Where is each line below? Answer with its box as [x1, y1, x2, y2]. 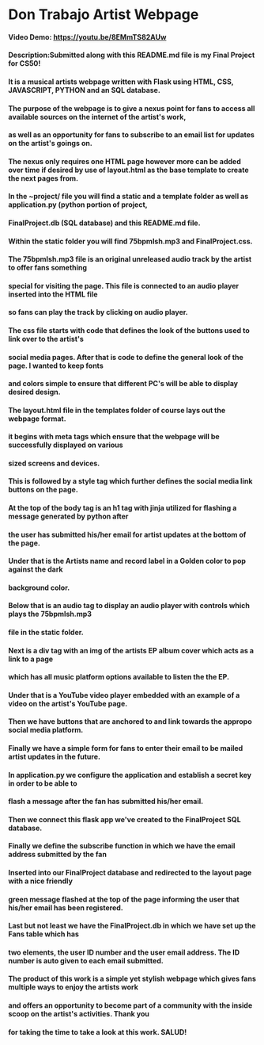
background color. [8, 583, 70, 592]
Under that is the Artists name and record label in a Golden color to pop [8, 557, 247, 566]
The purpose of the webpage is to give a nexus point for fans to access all [8, 103, 255, 113]
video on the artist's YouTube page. [8, 699, 128, 708]
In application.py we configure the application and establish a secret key [8, 770, 252, 779]
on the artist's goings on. [8, 139, 92, 148]
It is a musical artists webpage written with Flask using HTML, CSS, [8, 77, 234, 86]
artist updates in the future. [8, 752, 101, 761]
